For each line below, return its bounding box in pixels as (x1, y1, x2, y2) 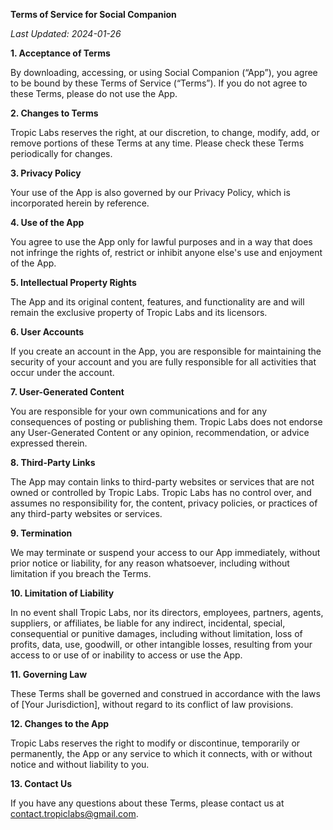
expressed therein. (10, 437, 88, 449)
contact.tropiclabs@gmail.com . (10, 808, 139, 819)
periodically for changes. (10, 148, 113, 159)
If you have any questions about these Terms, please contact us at (10, 797, 285, 809)
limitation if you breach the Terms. (10, 568, 152, 579)
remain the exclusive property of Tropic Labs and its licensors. (10, 307, 268, 318)
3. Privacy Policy (10, 167, 82, 179)
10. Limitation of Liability (10, 587, 115, 599)
